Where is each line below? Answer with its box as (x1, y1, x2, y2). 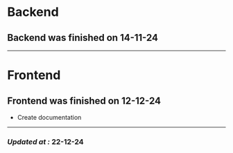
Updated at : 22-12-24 (7, 136, 85, 146)
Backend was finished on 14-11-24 (7, 32, 158, 44)
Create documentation (17, 114, 82, 121)
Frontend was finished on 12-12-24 (7, 95, 162, 107)
